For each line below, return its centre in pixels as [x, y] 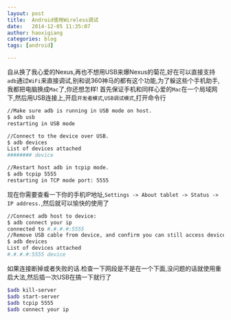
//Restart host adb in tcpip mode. [58, 168]
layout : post [26, 13]
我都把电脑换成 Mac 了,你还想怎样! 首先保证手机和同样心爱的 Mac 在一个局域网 [112, 89]
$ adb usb [21, 117]
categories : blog [32, 39]
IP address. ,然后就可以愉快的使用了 [58, 203]
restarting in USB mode [41, 124]
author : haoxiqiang [35, 33]
